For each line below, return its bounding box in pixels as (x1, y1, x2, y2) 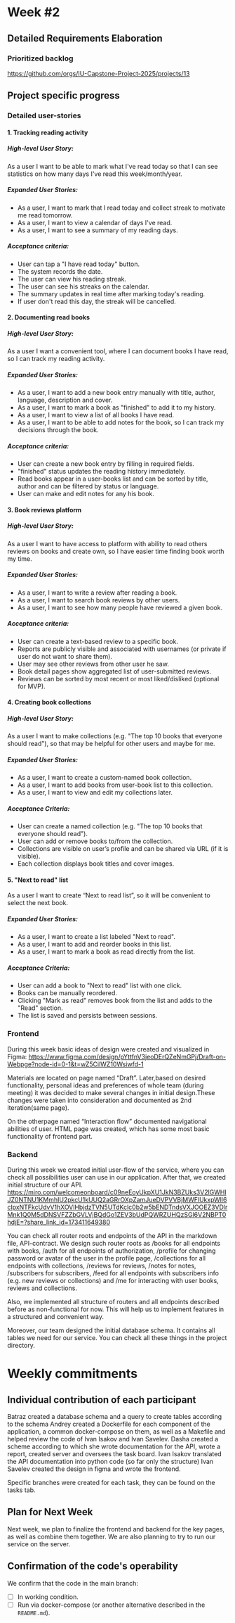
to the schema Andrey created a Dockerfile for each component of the (7, 1420, 210, 1428)
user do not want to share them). (17, 652, 112, 660)
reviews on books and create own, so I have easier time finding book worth (7, 547, 224, 555)
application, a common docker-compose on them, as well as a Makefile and (7, 1427, 226, 1436)
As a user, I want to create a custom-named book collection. (17, 773, 192, 782)
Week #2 (7, 4, 60, 20)
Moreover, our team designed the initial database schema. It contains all (7, 1326, 215, 1334)
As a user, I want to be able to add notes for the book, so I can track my (17, 418, 224, 427)
